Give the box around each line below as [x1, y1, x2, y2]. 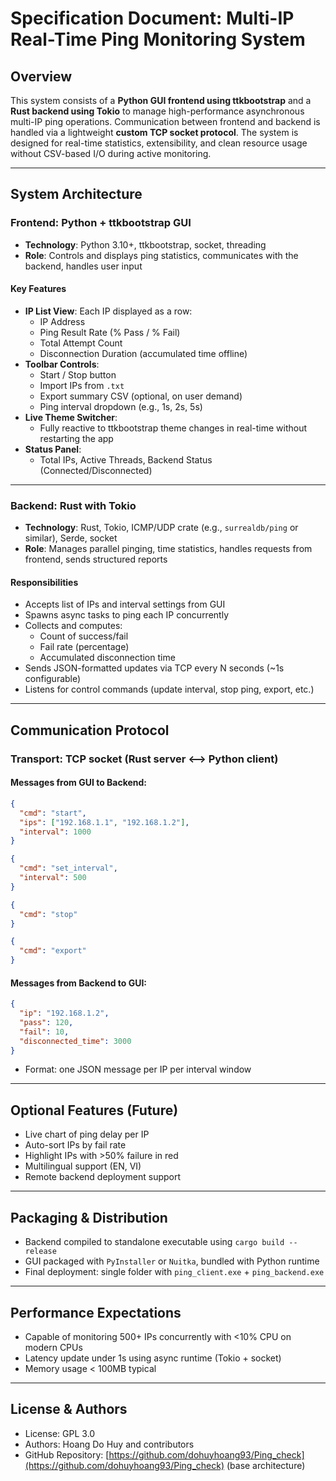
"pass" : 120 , [19, 1017, 74, 1027]
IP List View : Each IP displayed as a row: [24, 305, 193, 317]
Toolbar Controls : [24, 358, 100, 370]
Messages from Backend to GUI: [10, 977, 148, 989]
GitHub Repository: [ [24, 1448, 110, 1461]
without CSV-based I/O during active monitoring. [10, 148, 212, 159]
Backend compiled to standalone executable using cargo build [24, 1236, 285, 1248]
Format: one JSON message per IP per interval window [24, 1063, 252, 1076]
